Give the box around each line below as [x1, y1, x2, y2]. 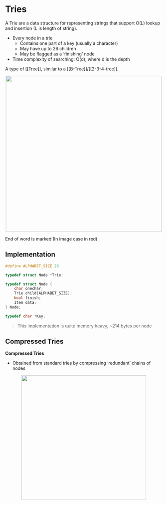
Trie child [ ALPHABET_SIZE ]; [14, 291, 72, 296]
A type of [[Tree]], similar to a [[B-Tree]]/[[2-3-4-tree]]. [5, 66, 119, 72]
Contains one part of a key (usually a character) [19, 40, 118, 46]
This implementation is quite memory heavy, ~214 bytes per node [17, 323, 152, 329]
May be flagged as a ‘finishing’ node [19, 51, 95, 57]
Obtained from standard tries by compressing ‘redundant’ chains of [12, 360, 151, 366]
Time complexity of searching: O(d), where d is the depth [12, 56, 131, 62]
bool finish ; [14, 295, 41, 300]
